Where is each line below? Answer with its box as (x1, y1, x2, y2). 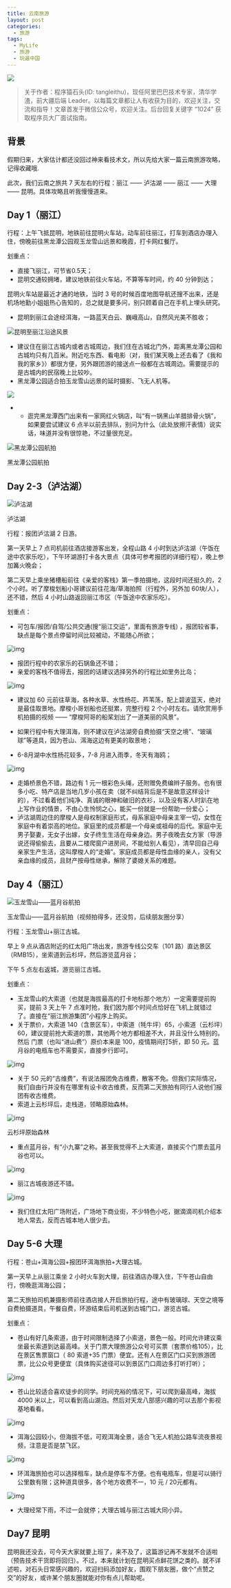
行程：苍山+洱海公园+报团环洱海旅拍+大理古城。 (7, 1257, 146, 1265)
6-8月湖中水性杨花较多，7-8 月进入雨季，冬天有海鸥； (16, 751, 172, 759)
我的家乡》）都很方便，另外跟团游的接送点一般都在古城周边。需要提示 (16, 360, 213, 368)
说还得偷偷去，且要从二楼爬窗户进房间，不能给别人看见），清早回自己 (16, 839, 213, 848)
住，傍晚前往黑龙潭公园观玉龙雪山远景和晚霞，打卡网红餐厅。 (7, 237, 182, 245)
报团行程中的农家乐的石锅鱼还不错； (16, 659, 120, 667)
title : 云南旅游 (7, 10, 49, 17)
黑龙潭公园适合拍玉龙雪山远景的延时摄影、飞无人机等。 (16, 377, 174, 385)
